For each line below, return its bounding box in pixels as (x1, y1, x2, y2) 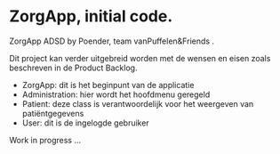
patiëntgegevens (21, 108, 84, 118)
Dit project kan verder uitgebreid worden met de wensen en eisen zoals (9, 53, 271, 63)
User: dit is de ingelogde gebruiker (21, 118, 149, 128)
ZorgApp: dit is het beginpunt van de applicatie (21, 79, 195, 90)
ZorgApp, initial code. (9, 6, 173, 27)
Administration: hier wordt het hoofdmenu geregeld (21, 89, 211, 100)
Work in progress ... (9, 134, 82, 145)
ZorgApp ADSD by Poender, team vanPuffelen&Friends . (9, 36, 215, 46)
